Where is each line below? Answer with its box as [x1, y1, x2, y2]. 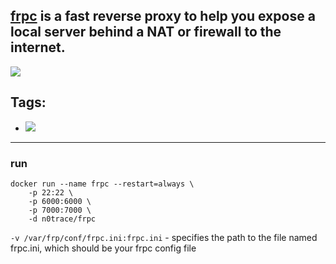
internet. [10, 39, 66, 56]
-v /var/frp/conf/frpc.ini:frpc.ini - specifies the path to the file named [10, 231, 318, 243]
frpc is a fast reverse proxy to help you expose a [10, 8, 316, 25]
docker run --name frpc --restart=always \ [10, 179, 195, 189]
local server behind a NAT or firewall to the [10, 24, 282, 41]
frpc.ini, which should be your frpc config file [10, 242, 197, 254]
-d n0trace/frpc [28, 214, 97, 224]
